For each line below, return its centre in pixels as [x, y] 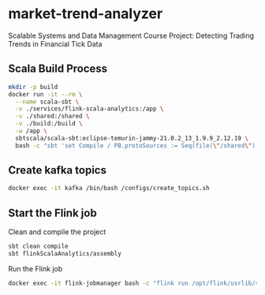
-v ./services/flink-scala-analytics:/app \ [90, 109]
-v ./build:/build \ [49, 124]
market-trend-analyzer [86, 14]
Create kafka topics [57, 170]
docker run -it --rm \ [45, 94]
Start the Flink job [52, 213]
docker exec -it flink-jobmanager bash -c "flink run [99, 283]
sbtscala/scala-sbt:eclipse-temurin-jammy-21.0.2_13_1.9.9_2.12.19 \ [132, 138]
